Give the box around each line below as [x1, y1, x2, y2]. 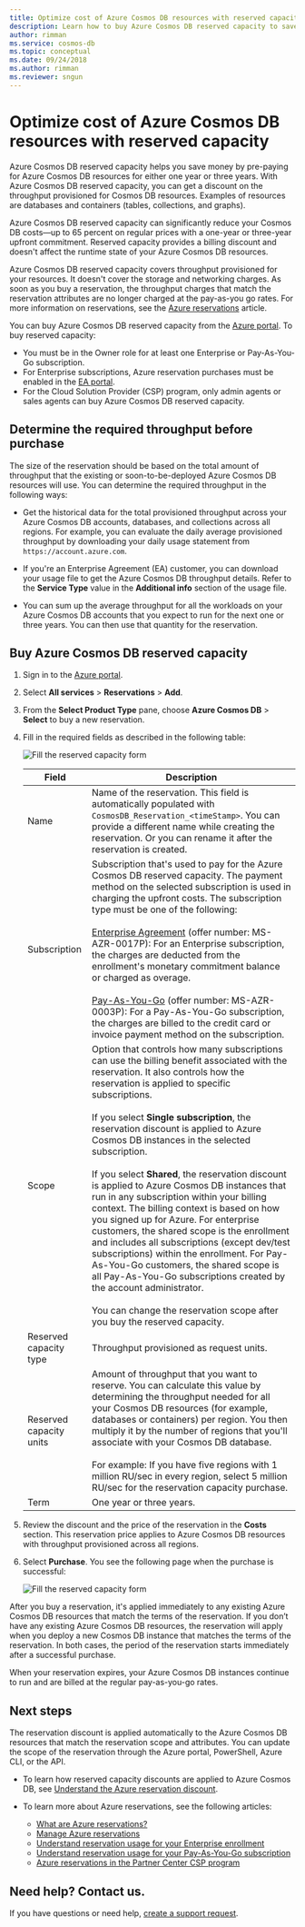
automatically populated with [92, 798, 215, 810]
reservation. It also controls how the [92, 1066, 245, 1078]
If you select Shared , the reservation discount [92, 1168, 288, 1181]
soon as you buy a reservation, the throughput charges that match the [9, 283, 271, 293]
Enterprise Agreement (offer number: [92, 926, 250, 939]
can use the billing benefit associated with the [92, 1055, 288, 1068]
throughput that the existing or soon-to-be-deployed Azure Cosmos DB [9, 470, 277, 481]
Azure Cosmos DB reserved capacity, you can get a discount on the [9, 180, 263, 191]
